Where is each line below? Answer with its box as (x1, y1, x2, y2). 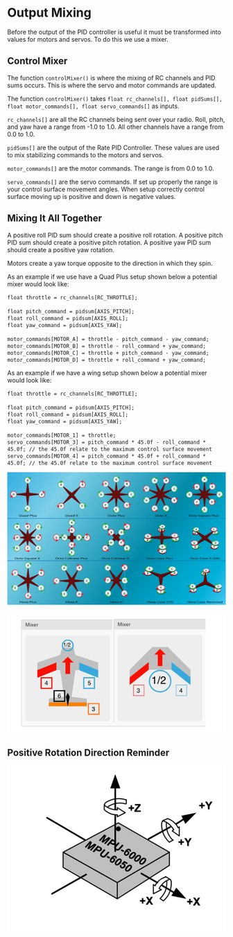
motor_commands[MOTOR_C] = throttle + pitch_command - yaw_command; (7, 349, 209, 356)
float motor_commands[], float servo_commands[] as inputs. (7, 102, 180, 110)
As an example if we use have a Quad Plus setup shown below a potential (7, 272, 217, 281)
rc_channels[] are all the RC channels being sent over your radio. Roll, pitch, (7, 115, 225, 123)
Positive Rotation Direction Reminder (7, 746, 170, 758)
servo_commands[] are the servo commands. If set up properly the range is (7, 177, 218, 186)
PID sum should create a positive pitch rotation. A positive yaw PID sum (7, 238, 212, 247)
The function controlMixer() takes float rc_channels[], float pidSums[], (7, 94, 223, 103)
